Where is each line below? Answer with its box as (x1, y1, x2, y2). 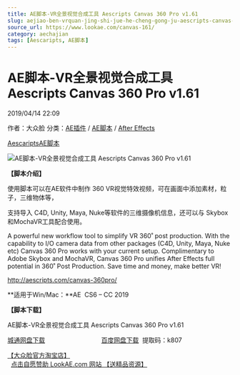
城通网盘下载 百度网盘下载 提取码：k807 (7, 336, 182, 344)
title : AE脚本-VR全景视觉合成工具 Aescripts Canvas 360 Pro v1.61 (7, 10, 199, 18)
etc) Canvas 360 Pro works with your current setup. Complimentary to (7, 247, 214, 255)
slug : (7, 17, 24, 24)
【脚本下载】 (7, 306, 45, 314)
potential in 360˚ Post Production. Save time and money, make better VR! (7, 262, 221, 271)
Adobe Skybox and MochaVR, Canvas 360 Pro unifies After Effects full (7, 255, 215, 263)
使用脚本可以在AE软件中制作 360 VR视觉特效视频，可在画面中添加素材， (7, 185, 221, 193)
